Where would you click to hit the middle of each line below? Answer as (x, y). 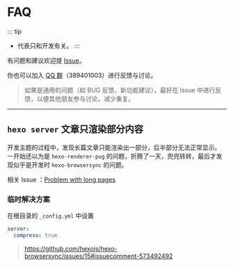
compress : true (36, 235)
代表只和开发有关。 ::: (48, 45)
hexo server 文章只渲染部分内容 (76, 129)
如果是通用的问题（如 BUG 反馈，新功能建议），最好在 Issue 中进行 (120, 90)
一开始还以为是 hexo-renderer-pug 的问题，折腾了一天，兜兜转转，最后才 (112, 156)
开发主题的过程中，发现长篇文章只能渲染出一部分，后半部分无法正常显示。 (114, 147)
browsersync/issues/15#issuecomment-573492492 (98, 256)
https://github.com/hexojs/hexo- (71, 248)
